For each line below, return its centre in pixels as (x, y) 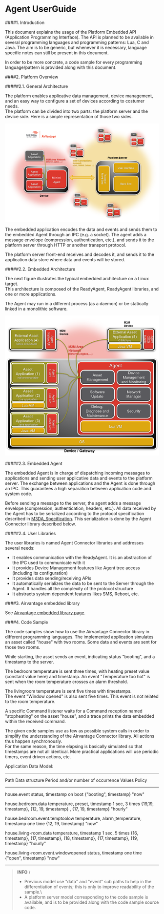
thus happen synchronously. (34, 741)
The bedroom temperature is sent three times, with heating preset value (77, 671)
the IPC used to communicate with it (49, 562)
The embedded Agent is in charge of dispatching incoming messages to (78, 473)
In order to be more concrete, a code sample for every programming (74, 62)
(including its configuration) (40, 573)
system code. (19, 494)
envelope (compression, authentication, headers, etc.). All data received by (81, 508)
